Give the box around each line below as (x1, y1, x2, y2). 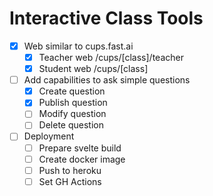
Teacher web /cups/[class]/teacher (38, 52, 184, 63)
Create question (38, 85, 106, 97)
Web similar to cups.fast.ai (23, 40, 134, 52)
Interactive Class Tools (9, 7, 204, 30)
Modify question (38, 108, 107, 120)
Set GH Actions (38, 175, 102, 187)
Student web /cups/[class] (38, 63, 149, 75)
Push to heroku (38, 164, 102, 176)
